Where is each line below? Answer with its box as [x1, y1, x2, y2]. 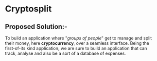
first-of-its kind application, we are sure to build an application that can [5, 46, 147, 51]
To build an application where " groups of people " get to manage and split [5, 35, 152, 41]
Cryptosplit [5, 3, 52, 14]
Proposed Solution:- [5, 23, 68, 31]
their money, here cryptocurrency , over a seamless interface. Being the [5, 40, 150, 46]
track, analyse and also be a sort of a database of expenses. [5, 50, 126, 56]
